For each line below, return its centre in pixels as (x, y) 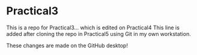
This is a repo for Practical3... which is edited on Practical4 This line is (93, 27)
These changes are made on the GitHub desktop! (67, 45)
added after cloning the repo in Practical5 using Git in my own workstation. (98, 33)
